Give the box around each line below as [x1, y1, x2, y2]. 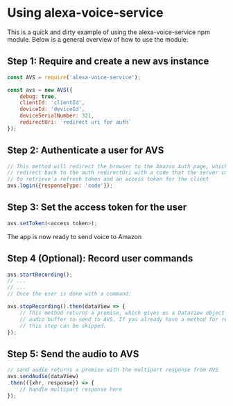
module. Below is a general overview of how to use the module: [7, 35, 189, 43]
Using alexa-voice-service [7, 5, 164, 21]
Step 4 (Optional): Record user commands [7, 252, 193, 265]
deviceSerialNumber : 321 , [19, 113, 95, 120]
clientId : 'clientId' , [19, 99, 85, 106]
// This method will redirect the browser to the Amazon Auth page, [7, 163, 209, 170]
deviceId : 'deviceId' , [19, 106, 85, 113]
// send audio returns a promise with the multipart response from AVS [7, 366, 218, 373]
